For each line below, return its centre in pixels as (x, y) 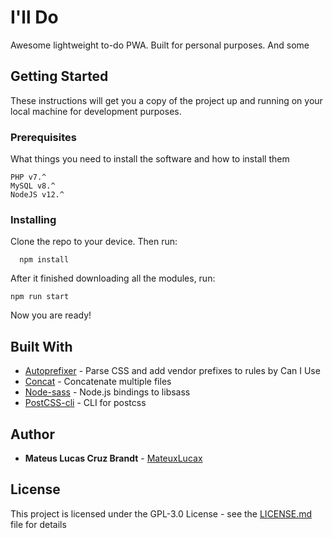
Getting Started (59, 76)
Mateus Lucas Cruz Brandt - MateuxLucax (113, 458)
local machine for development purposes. (96, 111)
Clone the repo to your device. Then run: (94, 242)
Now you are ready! (51, 315)
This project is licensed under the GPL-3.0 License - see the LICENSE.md (161, 513)
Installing (33, 219)
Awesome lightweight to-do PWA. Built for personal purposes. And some (160, 45)
